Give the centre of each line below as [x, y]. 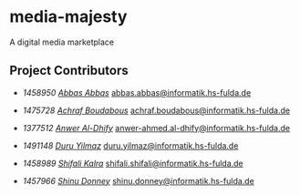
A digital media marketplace [62, 42]
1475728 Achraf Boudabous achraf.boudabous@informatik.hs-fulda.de [156, 110]
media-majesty [68, 17]
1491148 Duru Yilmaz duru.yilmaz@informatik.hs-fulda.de [130, 145]
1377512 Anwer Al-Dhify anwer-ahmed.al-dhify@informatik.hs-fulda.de [156, 128]
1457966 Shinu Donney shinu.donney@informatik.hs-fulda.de [139, 180]
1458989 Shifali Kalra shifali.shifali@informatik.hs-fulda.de [133, 163]
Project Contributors [69, 71]
